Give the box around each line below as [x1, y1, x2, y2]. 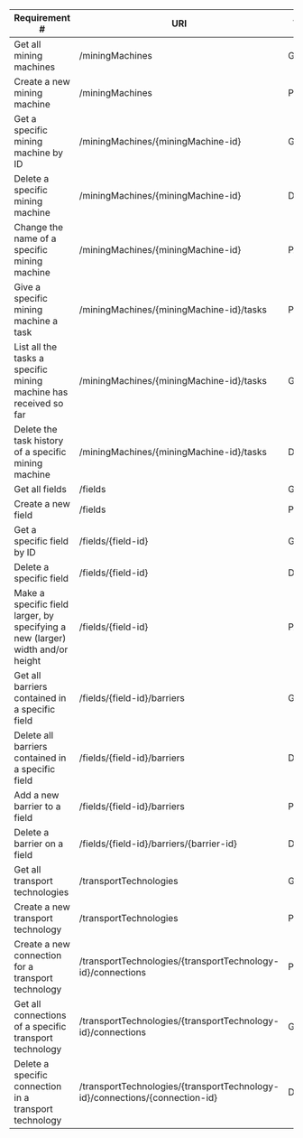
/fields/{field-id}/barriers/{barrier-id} [78, 837, 237, 850]
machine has [14, 386, 69, 398]
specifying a [14, 620, 66, 633]
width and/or [14, 643, 69, 656]
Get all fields [14, 483, 68, 495]
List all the [14, 340, 57, 353]
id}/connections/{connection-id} [78, 1092, 218, 1104]
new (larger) [14, 632, 67, 644]
